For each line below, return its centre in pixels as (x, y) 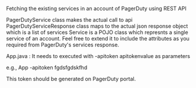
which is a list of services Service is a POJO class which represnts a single (97, 32)
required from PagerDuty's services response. (63, 45)
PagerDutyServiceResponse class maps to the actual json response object (97, 26)
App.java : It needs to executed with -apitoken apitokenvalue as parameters (98, 56)
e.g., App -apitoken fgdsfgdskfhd (47, 67)
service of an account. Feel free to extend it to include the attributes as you (98, 38)
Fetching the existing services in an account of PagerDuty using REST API (96, 9)
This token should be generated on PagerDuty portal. (71, 79)
